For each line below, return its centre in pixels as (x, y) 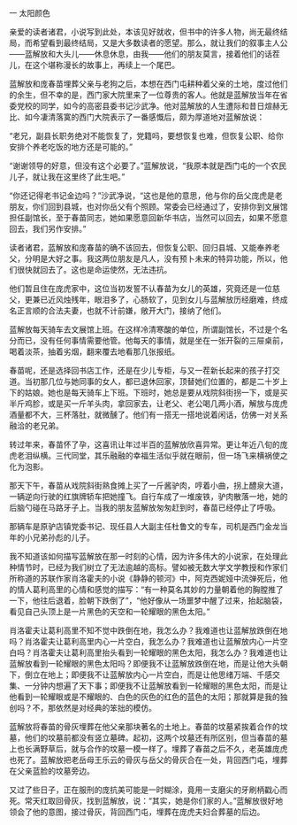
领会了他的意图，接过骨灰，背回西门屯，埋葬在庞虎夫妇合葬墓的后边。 (137, 812)
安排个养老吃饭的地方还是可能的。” (71, 147)
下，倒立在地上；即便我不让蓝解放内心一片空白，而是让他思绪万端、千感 (141, 675)
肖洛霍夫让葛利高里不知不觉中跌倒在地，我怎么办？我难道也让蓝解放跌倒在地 (148, 630)
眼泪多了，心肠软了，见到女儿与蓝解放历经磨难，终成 (191, 300)
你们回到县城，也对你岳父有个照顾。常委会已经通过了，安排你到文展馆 (160, 207)
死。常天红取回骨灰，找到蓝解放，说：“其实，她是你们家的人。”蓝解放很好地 (146, 801)
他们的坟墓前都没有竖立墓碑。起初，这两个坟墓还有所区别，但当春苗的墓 (156, 738)
